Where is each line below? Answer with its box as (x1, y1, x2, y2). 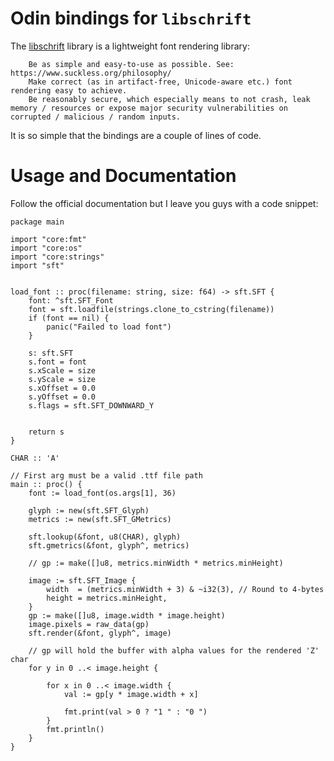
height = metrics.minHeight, (46, 593, 168, 603)
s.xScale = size (28, 365, 97, 376)
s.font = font (28, 357, 87, 367)
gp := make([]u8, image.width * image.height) (28, 610, 226, 621)
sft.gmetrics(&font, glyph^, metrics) (28, 540, 190, 551)
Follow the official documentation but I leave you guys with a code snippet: (10, 197, 319, 209)
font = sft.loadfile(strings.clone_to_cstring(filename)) (28, 304, 275, 314)
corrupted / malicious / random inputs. (10, 112, 182, 122)
